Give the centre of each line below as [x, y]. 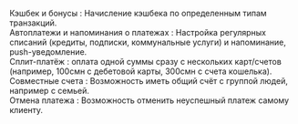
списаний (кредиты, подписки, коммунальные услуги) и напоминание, [148, 42]
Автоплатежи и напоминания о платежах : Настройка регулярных [138, 32]
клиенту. [26, 110]
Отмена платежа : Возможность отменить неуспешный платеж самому [149, 100]
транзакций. [33, 23]
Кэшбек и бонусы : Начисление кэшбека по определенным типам [138, 13]
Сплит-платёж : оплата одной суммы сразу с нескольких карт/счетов [146, 62]
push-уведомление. [48, 52]
